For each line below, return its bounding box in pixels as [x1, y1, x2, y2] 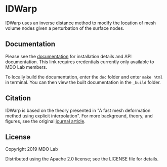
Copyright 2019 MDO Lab [5, 146, 58, 152]
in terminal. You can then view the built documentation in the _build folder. [5, 79, 161, 85]
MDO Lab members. [5, 64, 47, 70]
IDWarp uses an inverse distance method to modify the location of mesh [5, 20, 156, 26]
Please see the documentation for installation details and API [5, 53, 132, 59]
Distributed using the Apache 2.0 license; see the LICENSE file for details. [5, 156, 159, 162]
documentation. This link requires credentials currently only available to [5, 59, 154, 65]
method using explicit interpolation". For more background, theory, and [5, 112, 153, 119]
